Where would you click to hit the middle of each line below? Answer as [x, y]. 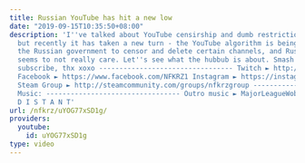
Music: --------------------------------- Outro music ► [128, 93]
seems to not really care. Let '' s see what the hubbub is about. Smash [156, 60]
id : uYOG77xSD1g [57, 136]
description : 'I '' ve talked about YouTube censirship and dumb [132, 34]
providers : [30, 119]
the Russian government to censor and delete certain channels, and [150, 52]
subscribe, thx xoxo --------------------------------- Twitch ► [144, 69]
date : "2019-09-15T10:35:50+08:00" [77, 26]
